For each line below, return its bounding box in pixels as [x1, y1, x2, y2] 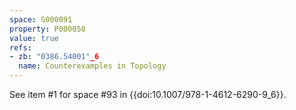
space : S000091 [9, 14, 73, 25]
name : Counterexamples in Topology [18, 61, 167, 71]
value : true [9, 33, 59, 43]
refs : [9, 42, 32, 53]
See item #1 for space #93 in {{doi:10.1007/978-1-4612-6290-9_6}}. [9, 89, 287, 100]
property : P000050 [9, 24, 86, 34]
